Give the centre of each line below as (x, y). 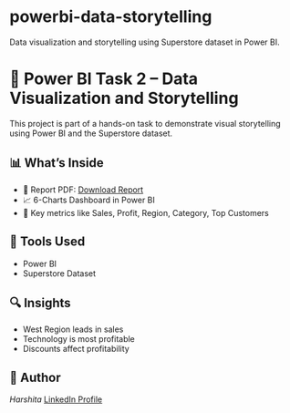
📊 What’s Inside (57, 163)
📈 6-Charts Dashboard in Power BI (88, 200)
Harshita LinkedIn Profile (56, 399)
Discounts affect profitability (76, 349)
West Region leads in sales (73, 329)
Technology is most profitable (78, 339)
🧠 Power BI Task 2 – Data (104, 79)
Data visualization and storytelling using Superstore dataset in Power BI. (145, 42)
